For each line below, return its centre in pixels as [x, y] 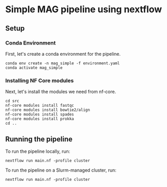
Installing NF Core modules [40, 80]
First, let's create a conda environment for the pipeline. [63, 54]
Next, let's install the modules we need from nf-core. [61, 92]
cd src [12, 101]
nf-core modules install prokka [40, 119]
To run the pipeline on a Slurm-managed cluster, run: [61, 170]
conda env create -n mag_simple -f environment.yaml [63, 63]
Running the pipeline [39, 139]
